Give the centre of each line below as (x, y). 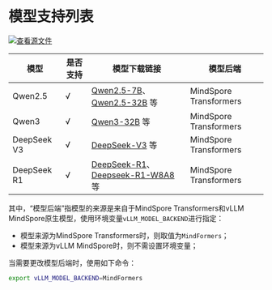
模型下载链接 (137, 68)
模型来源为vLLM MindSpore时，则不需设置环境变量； (109, 245)
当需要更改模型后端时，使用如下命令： (72, 262)
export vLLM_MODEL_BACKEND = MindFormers (76, 278)
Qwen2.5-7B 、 (121, 90)
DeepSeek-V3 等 (125, 145)
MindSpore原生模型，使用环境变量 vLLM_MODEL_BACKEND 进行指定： (116, 218)
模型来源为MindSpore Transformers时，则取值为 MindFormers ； (124, 235)
